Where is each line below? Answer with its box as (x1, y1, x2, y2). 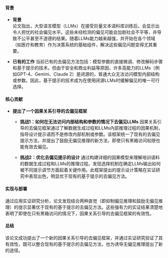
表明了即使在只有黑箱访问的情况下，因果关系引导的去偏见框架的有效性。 (5, 210, 154, 216)
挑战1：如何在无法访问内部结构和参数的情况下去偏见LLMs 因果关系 (19, 119, 157, 125)
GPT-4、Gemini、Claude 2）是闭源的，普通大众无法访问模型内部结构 (16, 71, 160, 77)
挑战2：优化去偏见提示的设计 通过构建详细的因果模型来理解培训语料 (19, 154, 160, 160)
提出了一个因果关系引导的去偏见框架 (12, 108, 87, 114)
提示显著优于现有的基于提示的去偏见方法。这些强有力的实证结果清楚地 (18, 204, 163, 210)
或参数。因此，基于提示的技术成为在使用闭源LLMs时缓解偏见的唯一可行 (12, 78, 160, 84)
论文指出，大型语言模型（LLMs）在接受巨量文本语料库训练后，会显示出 (12, 23, 160, 29)
